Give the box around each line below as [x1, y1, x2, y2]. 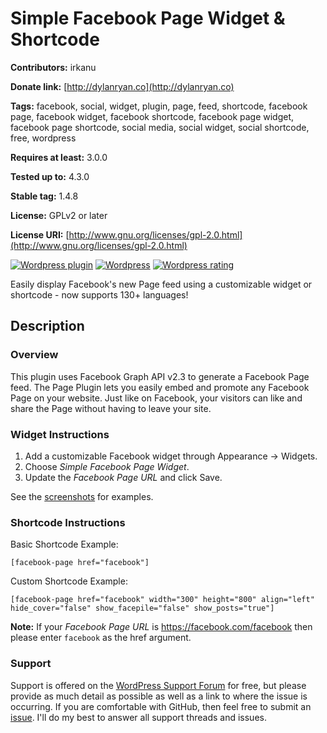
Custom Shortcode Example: [10, 575, 128, 587]
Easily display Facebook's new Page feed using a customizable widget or [10, 278, 313, 290]
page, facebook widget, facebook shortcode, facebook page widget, [10, 110, 295, 122]
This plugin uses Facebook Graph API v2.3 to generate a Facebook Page [10, 370, 310, 382]
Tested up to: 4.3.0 [10, 170, 90, 182]
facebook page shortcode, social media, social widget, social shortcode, [10, 121, 310, 133]
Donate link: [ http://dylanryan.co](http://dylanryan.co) [10, 80, 235, 92]
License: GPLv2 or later [10, 209, 108, 221]
